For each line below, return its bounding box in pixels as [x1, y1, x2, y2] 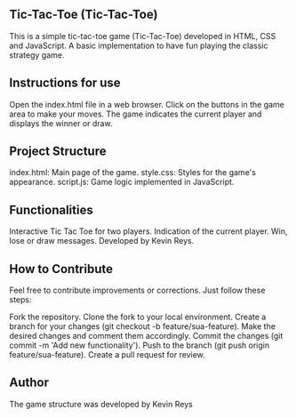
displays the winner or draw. [9, 117, 113, 128]
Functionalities [9, 202, 93, 217]
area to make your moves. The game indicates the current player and [9, 109, 262, 119]
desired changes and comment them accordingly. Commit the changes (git [9, 331, 284, 342]
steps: [9, 294, 32, 305]
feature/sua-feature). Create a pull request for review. [9, 350, 206, 360]
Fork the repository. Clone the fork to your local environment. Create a [9, 311, 267, 323]
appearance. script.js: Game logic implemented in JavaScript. [9, 177, 235, 188]
